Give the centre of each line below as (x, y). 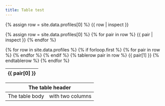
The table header (50, 87)
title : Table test (25, 10)
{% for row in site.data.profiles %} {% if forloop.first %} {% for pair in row (83, 49)
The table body (26, 96)
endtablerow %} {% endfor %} (38, 60)
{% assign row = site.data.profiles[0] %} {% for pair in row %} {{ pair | (79, 34)
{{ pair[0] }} (22, 73)
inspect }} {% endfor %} (31, 40)
